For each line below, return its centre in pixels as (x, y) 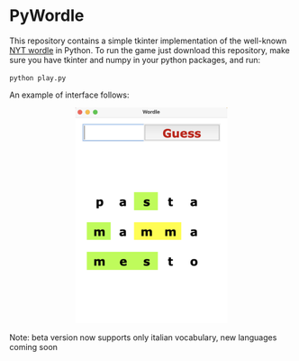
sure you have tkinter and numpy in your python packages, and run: (135, 60)
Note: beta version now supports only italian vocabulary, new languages (143, 337)
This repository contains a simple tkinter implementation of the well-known (148, 41)
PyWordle (47, 16)
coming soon (34, 347)
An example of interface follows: (69, 95)
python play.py (38, 78)
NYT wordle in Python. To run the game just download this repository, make (149, 50)
